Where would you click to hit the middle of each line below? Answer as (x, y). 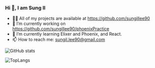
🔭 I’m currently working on (39, 23)
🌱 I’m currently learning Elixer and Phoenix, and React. (67, 34)
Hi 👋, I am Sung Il (25, 8)
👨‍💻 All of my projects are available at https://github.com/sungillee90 (81, 19)
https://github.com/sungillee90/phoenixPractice (61, 29)
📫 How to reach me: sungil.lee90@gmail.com (59, 40)
